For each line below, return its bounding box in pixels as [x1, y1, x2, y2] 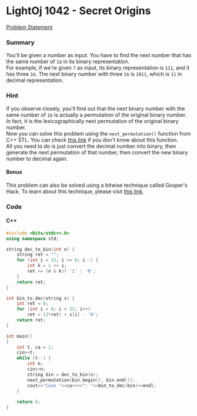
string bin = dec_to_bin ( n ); [27, 371, 99, 378]
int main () [6, 333, 33, 339]
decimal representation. [6, 77, 64, 84]
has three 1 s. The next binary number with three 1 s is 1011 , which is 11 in [6, 71, 182, 78]
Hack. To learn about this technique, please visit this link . [6, 187, 144, 195]
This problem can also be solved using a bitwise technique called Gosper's [6, 181, 188, 189]
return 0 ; [16, 399, 41, 405]
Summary [6, 38, 35, 47]
